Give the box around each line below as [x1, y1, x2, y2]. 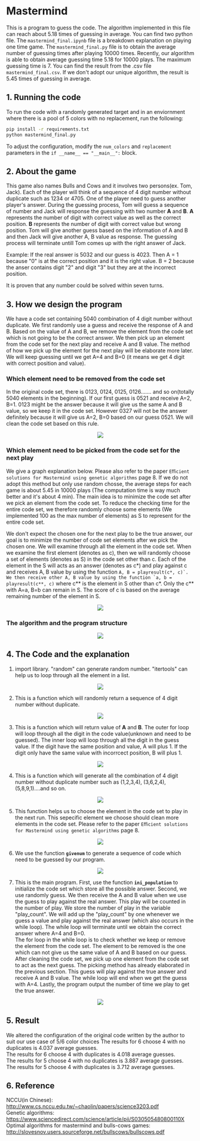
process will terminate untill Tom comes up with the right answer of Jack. [6, 240, 186, 247]
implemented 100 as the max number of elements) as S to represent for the [6, 512, 191, 519]
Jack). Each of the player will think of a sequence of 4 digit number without [6, 189, 191, 196]
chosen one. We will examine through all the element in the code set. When [6, 542, 192, 550]
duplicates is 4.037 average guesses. [6, 1044, 99, 1051]
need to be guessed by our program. [14, 856, 106, 863]
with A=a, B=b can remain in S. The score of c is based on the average [6, 586, 180, 593]
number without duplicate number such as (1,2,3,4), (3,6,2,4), [14, 778, 166, 786]
